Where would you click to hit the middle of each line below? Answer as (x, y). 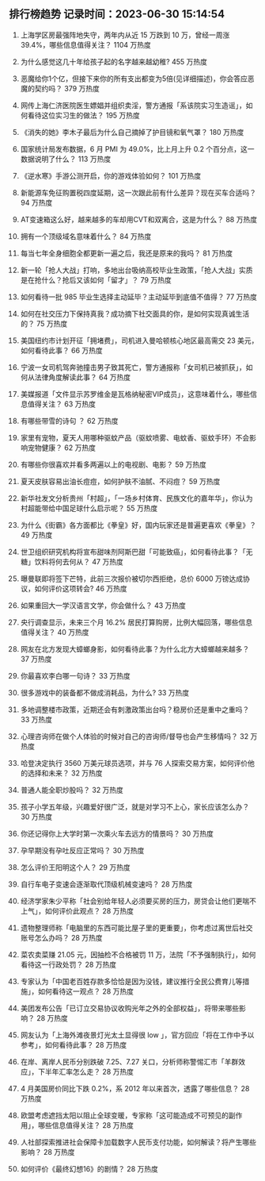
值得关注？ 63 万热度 (62, 404)
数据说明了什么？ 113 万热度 (66, 159)
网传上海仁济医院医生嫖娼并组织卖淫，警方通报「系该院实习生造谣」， (133, 105)
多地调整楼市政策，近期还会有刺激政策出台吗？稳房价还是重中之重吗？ (135, 710)
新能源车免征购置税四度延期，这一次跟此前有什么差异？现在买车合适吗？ (138, 192)
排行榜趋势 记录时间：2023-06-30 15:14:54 (117, 14)
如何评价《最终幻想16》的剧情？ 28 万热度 (89, 1168)
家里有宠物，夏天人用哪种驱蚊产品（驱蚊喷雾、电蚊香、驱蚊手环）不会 (135, 437)
